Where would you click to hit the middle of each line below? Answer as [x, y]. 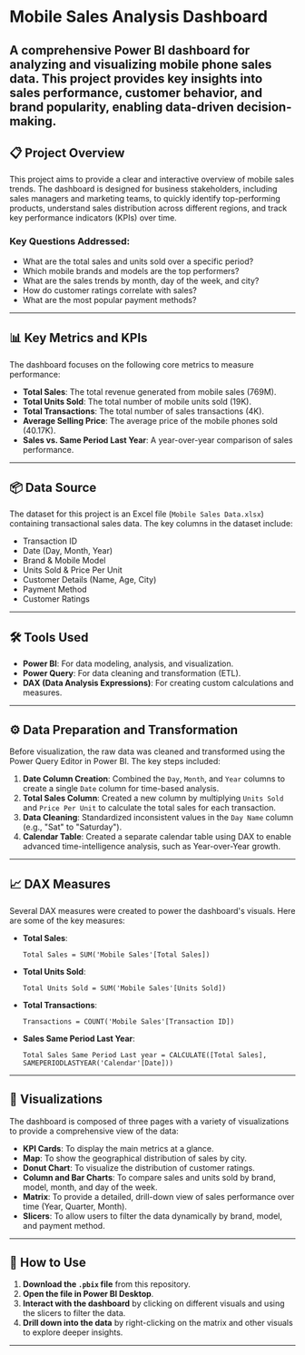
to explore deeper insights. [73, 1332]
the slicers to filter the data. [74, 1313]
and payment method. [64, 1225]
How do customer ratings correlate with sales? [109, 290]
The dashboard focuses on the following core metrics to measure [132, 364]
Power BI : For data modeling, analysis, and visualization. [128, 663]
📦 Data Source [53, 487]
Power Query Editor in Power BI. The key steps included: [115, 761]
